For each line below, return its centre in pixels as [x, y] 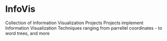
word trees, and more [27, 33]
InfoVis [20, 9]
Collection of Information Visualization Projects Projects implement [74, 23]
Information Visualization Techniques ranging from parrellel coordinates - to [84, 28]
